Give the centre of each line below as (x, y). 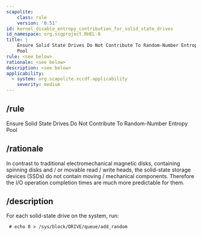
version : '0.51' (38, 23)
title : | (17, 40)
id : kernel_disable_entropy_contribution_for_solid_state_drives (90, 29)
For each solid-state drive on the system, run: (63, 216)
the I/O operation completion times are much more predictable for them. (95, 182)
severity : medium (39, 85)
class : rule (32, 17)
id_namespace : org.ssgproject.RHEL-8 (54, 34)
